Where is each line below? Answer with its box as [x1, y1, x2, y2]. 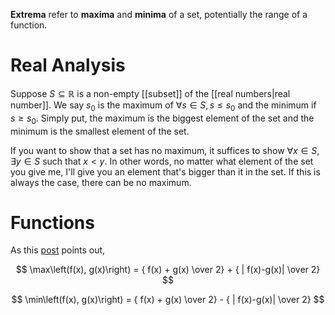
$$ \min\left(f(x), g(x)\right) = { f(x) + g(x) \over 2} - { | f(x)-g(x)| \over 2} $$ [11, 294, 325, 306]
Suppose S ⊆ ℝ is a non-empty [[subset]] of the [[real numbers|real [10, 87, 291, 99]
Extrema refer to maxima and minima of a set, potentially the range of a [10, 9, 308, 20]
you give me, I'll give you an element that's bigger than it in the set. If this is [10, 165, 321, 178]
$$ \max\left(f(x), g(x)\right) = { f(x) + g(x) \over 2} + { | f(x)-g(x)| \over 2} [15, 264, 321, 276]
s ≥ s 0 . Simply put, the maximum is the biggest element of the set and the [10, 112, 315, 126]
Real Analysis [10, 54, 126, 77]
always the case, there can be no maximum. [10, 176, 192, 188]
